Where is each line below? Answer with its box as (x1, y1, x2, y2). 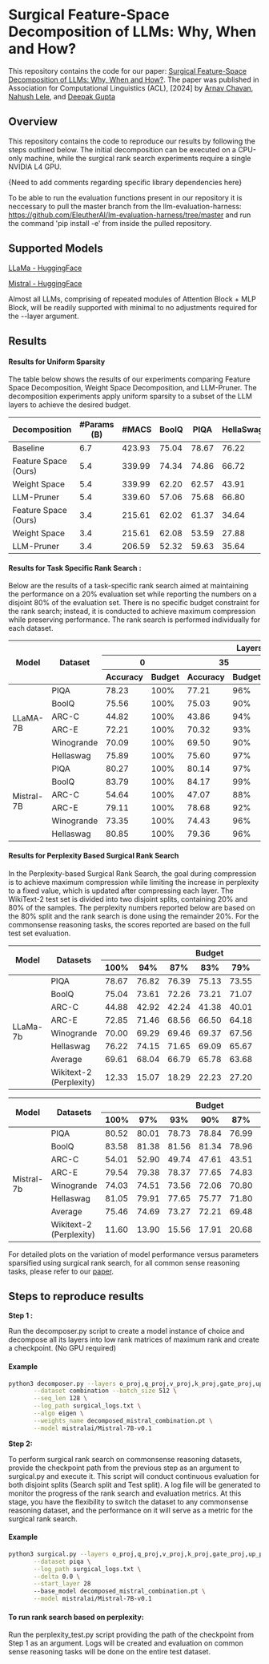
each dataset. (8, 624, 54, 633)
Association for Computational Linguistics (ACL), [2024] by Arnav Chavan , (8, 83, 254, 93)
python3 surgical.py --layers (8, 1549, 110, 1558)
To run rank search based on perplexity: (8, 1612, 144, 1622)
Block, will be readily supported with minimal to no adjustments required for (8, 302, 258, 312)
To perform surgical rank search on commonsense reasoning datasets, (8, 1454, 243, 1464)
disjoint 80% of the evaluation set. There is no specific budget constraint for (8, 598, 260, 608)
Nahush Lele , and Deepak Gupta (8, 91, 116, 101)
